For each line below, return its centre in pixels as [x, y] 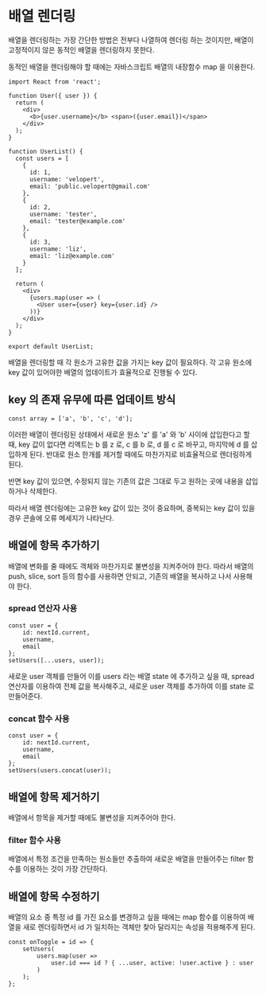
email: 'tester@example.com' [77, 221]
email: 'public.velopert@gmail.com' [90, 186]
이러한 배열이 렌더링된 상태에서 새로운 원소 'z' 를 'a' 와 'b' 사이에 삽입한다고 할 [129, 434]
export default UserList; [51, 346]
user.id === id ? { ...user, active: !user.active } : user [152, 963]
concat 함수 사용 [39, 719]
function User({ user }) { [53, 96]
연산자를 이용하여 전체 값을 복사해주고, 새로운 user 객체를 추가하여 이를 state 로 [131, 686]
